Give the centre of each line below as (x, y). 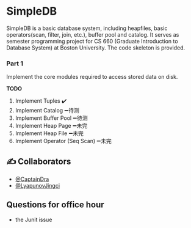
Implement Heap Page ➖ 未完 (51, 126)
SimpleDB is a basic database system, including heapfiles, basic (87, 28)
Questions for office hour (56, 205)
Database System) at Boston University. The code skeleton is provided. (96, 48)
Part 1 (15, 64)
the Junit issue (34, 219)
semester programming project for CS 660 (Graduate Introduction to (92, 41)
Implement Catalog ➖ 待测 (47, 111)
